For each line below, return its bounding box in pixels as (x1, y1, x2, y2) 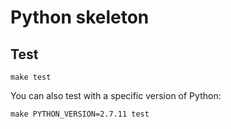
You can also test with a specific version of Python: (10, 90, 222, 101)
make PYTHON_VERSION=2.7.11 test (10, 109, 150, 119)
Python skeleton (10, 6, 150, 29)
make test (10, 72, 52, 82)
